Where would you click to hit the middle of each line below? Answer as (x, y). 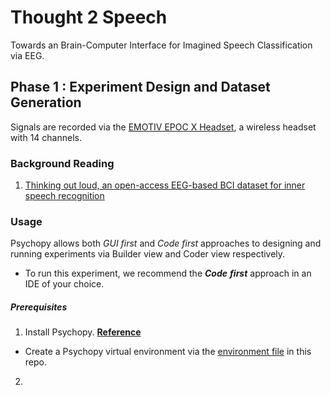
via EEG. (27, 55)
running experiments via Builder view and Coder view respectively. (148, 254)
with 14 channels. (46, 137)
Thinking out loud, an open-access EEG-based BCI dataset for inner (165, 185)
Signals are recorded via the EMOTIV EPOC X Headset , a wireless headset (163, 127)
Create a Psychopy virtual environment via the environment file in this (168, 352)
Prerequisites (39, 307)
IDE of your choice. (64, 284)
